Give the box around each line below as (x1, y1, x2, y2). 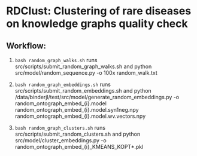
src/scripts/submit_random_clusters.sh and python (14, 130, 141, 137)
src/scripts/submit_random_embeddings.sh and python (14, 87, 151, 94)
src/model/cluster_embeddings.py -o (14, 137, 107, 144)
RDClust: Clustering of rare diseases (6, 4, 192, 18)
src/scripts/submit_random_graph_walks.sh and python (14, 63, 152, 70)
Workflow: (6, 41, 47, 51)
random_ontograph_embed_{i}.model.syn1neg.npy (14, 106, 139, 113)
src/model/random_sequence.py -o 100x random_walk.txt (14, 69, 157, 76)
